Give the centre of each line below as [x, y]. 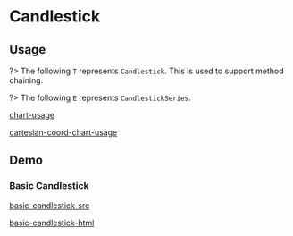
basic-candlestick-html [52, 223]
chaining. [26, 80]
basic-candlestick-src [50, 205]
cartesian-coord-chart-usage [63, 132]
